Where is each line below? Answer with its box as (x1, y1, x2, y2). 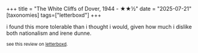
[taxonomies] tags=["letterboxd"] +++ (6, 11, 101, 19)
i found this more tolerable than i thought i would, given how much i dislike (6, 23, 193, 30)
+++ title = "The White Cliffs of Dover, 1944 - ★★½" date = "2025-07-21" (6, 5, 192, 12)
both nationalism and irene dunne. (6, 30, 92, 37)
